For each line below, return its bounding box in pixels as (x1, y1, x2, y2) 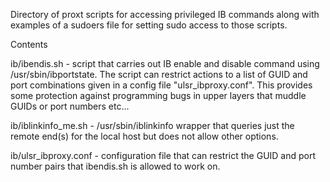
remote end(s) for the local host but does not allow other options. (10, 130, 279, 142)
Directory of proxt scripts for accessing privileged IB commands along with (10, 9, 320, 20)
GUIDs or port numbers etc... (10, 100, 130, 112)
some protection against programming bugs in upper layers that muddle (10, 90, 307, 101)
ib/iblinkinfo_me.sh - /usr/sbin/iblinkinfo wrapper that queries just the (10, 120, 295, 131)
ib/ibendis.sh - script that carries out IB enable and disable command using (10, 58, 320, 69)
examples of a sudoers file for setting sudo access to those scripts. (10, 19, 288, 31)
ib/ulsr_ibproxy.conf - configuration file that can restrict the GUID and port (10, 150, 317, 161)
